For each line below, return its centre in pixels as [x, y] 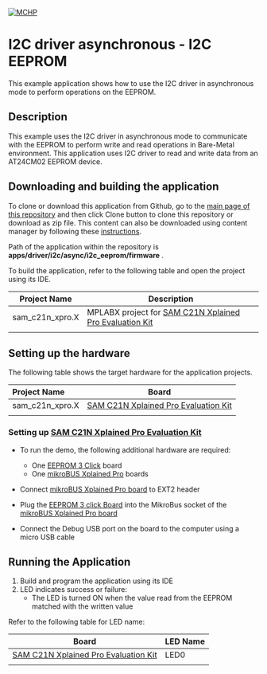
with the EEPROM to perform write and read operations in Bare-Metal [121, 144]
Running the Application [70, 562]
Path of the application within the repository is [83, 246]
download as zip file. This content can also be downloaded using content [128, 222]
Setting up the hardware [70, 353]
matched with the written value [82, 606]
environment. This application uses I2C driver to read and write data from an [133, 153]
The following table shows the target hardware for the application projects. [130, 372]
